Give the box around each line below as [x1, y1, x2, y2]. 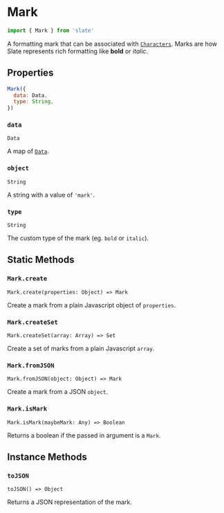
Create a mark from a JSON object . [7, 388, 109, 396]
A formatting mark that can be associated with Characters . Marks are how [7, 39, 218, 48]
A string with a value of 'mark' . [7, 190, 95, 199]
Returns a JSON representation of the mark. [7, 498, 133, 506]
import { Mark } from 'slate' [7, 27, 95, 34]
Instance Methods [7, 451, 88, 462]
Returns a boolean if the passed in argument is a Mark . [7, 431, 161, 440]
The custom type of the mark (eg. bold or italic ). [7, 234, 149, 242]
